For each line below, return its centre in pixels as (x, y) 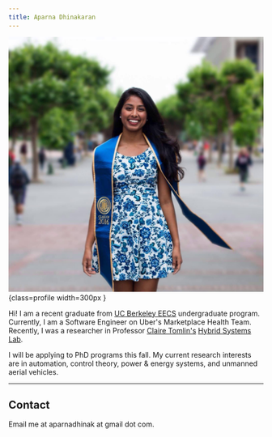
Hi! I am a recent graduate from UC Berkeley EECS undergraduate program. (134, 313)
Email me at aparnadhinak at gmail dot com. (82, 424)
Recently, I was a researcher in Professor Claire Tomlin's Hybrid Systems (130, 330)
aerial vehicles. (34, 371)
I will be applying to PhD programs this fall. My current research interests (130, 354)
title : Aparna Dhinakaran (52, 17)
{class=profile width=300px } (57, 297)
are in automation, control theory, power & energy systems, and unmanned (133, 363)
